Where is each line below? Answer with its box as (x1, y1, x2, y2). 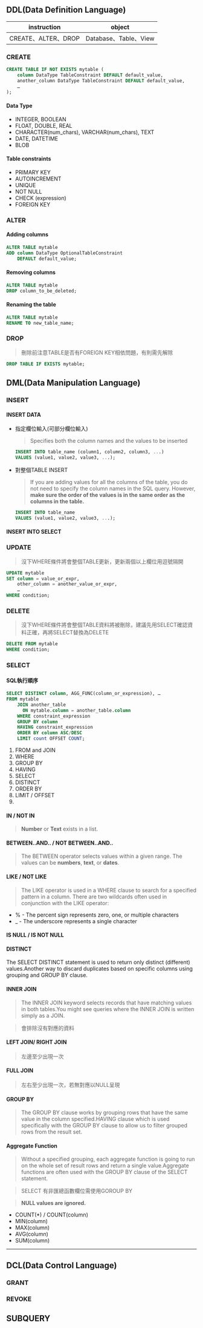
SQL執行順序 (6, 677, 38, 684)
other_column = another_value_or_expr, (17, 581, 118, 587)
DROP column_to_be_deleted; (6, 288, 77, 294)
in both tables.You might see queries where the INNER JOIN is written (21, 1005, 195, 1012)
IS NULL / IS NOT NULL (6, 931, 65, 938)
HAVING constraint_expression (17, 724, 94, 731)
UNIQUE (14, 181, 36, 188)
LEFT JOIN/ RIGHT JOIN (6, 1038, 67, 1046)
